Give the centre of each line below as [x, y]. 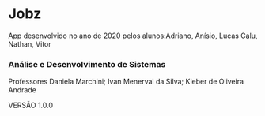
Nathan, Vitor [30, 43]
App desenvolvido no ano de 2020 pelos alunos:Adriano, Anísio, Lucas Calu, [133, 36]
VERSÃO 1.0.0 [31, 105]
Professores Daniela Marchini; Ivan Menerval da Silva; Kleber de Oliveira [126, 82]
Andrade [23, 90]
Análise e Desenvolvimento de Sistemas [87, 64]
